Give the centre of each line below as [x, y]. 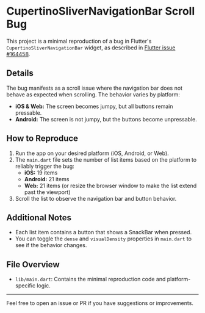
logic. [43, 286]
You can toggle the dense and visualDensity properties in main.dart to [103, 239]
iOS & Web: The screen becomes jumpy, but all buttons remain [94, 106]
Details [20, 74]
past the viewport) [47, 192]
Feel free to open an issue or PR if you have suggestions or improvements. [100, 303]
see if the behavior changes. [51, 245]
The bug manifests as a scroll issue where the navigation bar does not [95, 88]
